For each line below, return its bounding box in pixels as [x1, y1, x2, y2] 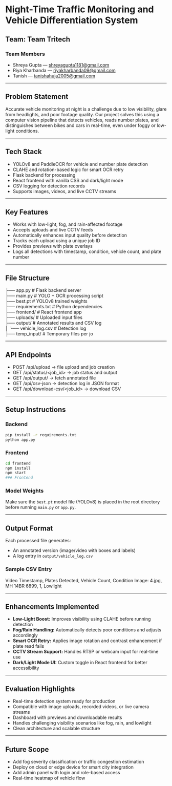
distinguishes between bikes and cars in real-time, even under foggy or [5, 122, 156, 129]
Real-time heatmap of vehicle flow [12, 775, 85, 781]
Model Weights [5, 487, 44, 495]
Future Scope [5, 745, 49, 754]
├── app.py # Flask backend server [5, 287, 82, 293]
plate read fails [12, 643, 45, 649]
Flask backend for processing [12, 172, 76, 178]
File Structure [5, 273, 50, 282]
